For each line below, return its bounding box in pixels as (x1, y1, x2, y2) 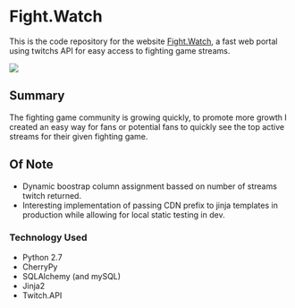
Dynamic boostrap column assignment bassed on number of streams (21, 181, 277, 192)
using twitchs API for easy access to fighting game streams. (9, 45, 231, 56)
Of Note (9, 157, 54, 172)
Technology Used (9, 231, 88, 244)
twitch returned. (21, 190, 82, 201)
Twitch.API (21, 289, 63, 301)
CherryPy (21, 261, 58, 272)
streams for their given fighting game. (9, 131, 148, 141)
